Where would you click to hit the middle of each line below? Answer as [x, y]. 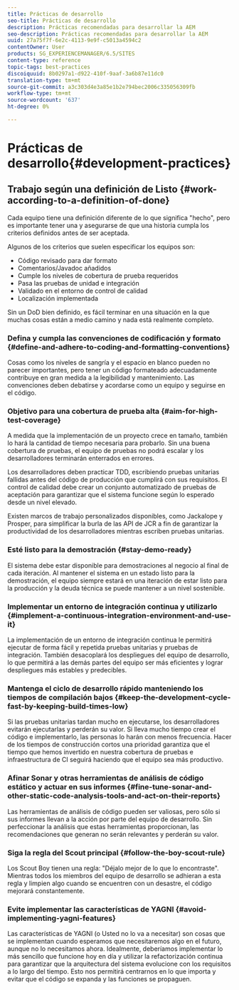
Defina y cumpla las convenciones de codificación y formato [114, 338]
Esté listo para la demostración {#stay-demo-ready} [100, 550]
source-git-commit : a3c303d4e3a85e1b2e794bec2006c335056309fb [101, 87]
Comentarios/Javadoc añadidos [64, 268]
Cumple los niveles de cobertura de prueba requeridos [98, 276]
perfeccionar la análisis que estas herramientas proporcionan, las [103, 826]
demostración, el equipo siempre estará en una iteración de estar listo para [117, 580]
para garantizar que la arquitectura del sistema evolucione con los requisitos [119, 964]
